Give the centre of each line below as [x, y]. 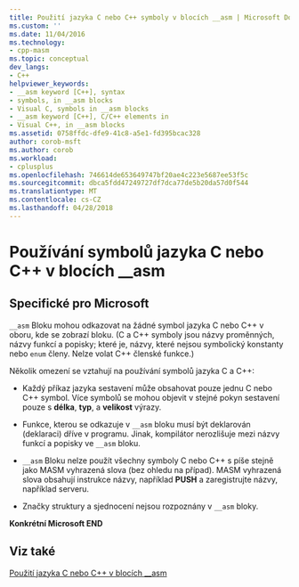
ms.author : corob [41, 150]
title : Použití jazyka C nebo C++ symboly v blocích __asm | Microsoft [145, 17]
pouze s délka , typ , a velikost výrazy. [92, 407]
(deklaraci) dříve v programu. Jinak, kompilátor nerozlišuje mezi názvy [151, 434]
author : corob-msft [45, 142]
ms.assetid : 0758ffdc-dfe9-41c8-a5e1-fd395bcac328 [105, 134]
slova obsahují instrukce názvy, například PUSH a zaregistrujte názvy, [150, 479]
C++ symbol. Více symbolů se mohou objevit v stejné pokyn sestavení [151, 397]
